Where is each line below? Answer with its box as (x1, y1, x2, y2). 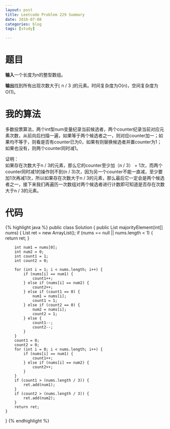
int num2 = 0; (14, 249, 44, 254)
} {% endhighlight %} (5, 417, 50, 423)
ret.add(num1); (23, 382, 56, 387)
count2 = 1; (32, 311, 58, 317)
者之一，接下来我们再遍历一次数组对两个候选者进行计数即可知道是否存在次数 (5, 181, 165, 187)
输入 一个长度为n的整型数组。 (5, 72, 66, 78)
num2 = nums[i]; (32, 307, 67, 312)
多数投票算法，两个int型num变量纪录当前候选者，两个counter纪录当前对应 (5, 126, 160, 132)
